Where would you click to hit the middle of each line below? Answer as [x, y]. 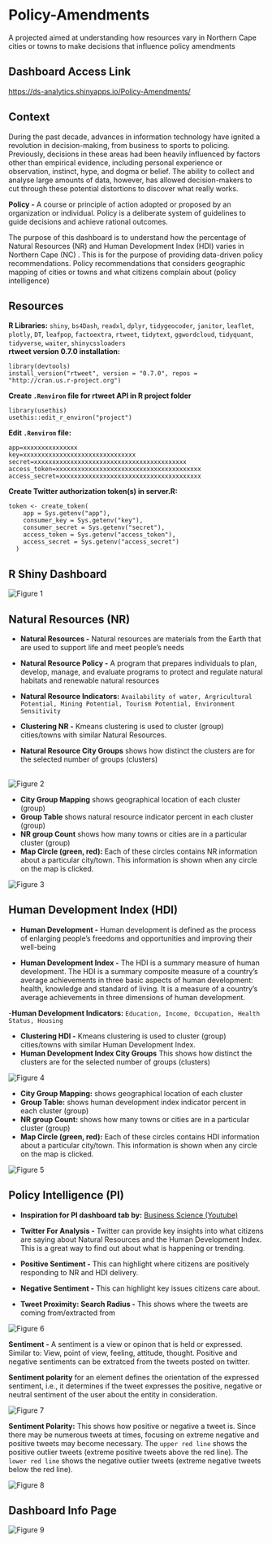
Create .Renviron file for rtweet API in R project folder [100, 396]
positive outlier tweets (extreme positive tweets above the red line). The [128, 1452]
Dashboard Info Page [63, 1511]
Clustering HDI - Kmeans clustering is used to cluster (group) [123, 1036]
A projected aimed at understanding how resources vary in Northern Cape [133, 37]
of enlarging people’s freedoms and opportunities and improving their [136, 938]
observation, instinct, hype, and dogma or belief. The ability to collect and [132, 171]
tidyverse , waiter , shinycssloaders [67, 343]
